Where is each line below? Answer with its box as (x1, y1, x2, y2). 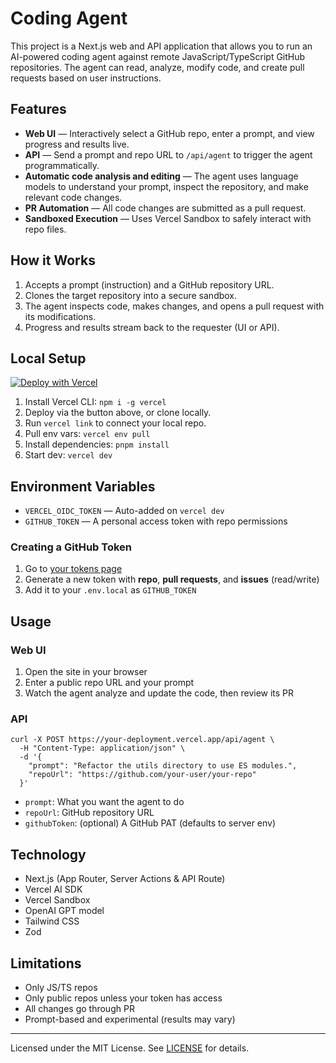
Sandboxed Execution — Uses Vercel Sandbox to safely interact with (24, 212, 312, 224)
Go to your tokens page (24, 563, 123, 575)
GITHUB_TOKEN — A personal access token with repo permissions (24, 515, 288, 527)
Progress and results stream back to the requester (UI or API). (24, 321, 280, 333)
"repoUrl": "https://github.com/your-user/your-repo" (28, 770, 257, 780)
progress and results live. (24, 138, 130, 150)
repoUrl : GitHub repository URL (24, 807, 155, 819)
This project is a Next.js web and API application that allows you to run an (10, 40, 313, 52)
